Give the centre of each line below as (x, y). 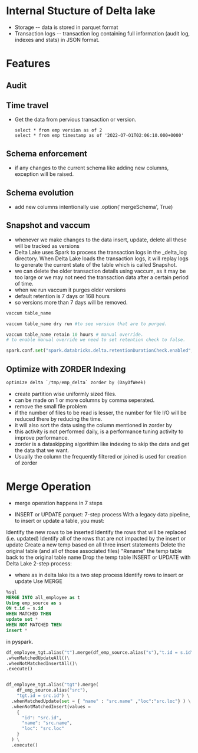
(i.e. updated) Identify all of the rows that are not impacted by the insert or (96, 538)
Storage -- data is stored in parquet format (66, 27)
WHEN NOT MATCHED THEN (34, 625)
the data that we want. (42, 450)
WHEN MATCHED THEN (29, 614)
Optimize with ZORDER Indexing (66, 369)
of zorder (26, 463)
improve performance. (42, 437)
